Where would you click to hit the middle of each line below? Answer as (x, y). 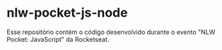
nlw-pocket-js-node (67, 13)
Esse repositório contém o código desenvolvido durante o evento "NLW (111, 32)
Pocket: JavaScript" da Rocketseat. (58, 39)
